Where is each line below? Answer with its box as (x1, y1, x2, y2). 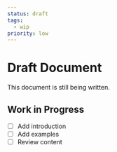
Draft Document (7, 60, 102, 76)
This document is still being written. (7, 83, 110, 92)
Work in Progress (7, 103, 85, 116)
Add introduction (17, 122, 67, 130)
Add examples (17, 130, 60, 139)
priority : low (7, 29, 49, 37)
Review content (17, 138, 63, 146)
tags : (7, 17, 23, 24)
